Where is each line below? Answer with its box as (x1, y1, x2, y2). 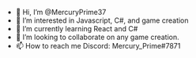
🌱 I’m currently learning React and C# (15, 24, 138, 33)
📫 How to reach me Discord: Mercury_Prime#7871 (15, 42, 181, 50)
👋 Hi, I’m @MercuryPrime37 (15, 8, 107, 16)
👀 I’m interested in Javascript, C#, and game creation (15, 16, 189, 25)
